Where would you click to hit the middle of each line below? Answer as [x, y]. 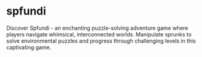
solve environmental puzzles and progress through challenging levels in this [101, 41]
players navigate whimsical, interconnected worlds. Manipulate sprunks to [99, 34]
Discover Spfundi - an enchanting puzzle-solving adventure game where [97, 28]
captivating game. [29, 47]
